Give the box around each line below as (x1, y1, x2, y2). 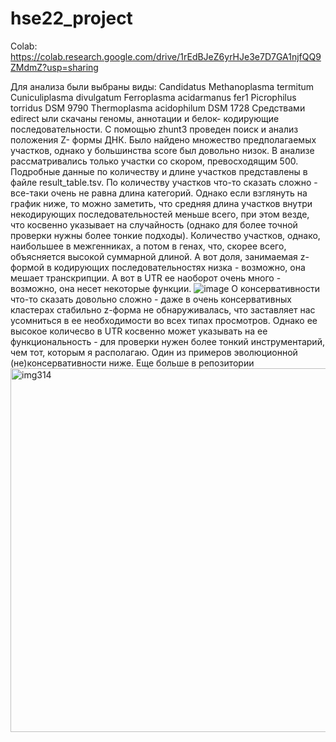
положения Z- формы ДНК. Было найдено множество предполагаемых (10, 133, 317, 146)
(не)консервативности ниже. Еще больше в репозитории (10, 357, 255, 369)
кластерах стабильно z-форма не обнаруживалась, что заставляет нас (10, 303, 316, 316)
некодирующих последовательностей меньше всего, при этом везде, (10, 208, 310, 220)
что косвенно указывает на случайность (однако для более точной (10, 218, 298, 231)
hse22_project (10, 7, 133, 30)
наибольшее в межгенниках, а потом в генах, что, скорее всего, (10, 240, 287, 252)
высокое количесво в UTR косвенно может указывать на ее (10, 325, 268, 337)
